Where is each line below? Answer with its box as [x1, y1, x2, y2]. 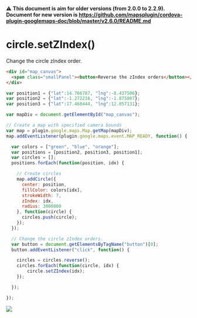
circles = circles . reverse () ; [16, 258, 91, 263]
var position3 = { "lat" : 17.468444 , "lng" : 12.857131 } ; [6, 101, 141, 107]
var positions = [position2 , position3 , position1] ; [11, 149, 143, 155]
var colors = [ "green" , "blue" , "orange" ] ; [11, 144, 119, 150]
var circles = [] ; [11, 155, 57, 161]
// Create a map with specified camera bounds [6, 123, 122, 128]
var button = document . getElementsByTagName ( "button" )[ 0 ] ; [11, 241, 159, 247]
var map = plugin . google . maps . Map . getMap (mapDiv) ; [6, 127, 133, 134]
